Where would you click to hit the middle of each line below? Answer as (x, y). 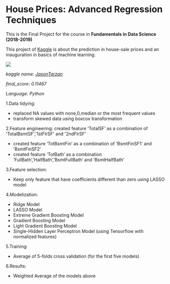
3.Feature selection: (27, 169)
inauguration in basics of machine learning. (51, 55)
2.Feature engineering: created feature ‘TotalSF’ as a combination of (77, 128)
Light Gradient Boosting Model (45, 226)
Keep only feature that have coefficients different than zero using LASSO (89, 179)
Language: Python (25, 93)
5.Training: (17, 246)
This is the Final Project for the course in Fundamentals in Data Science (81, 34)
